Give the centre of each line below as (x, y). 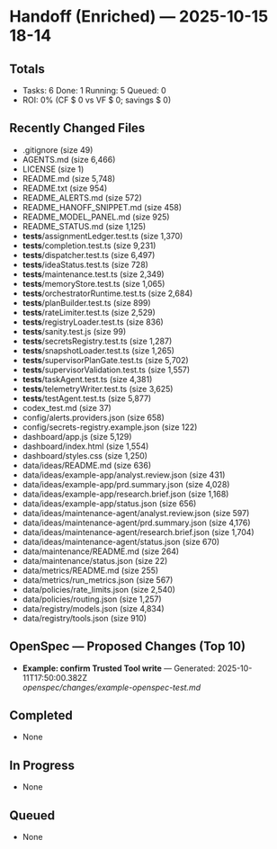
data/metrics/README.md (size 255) (90, 570)
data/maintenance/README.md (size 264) (101, 551)
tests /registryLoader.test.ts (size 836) (93, 322)
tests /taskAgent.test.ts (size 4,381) (87, 379)
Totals (27, 69)
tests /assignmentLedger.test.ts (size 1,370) (103, 236)
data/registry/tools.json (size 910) (84, 618)
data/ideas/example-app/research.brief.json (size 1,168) (125, 494)
